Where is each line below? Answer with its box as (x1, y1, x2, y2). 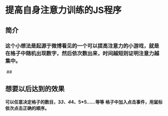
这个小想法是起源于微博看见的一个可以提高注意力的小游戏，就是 (5, 42, 159, 49)
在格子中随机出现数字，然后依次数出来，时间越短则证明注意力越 (5, 49, 159, 56)
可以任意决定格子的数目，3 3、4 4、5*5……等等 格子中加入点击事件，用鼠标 (5, 98, 163, 105)
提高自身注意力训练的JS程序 (5, 4, 122, 16)
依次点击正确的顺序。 (5, 105, 49, 111)
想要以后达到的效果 (5, 84, 65, 93)
